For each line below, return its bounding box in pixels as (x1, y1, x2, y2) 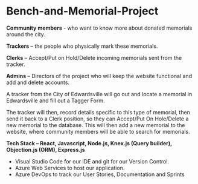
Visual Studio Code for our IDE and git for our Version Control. (14, 157, 170, 165)
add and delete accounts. (6, 79, 70, 86)
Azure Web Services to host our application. (14, 164, 125, 171)
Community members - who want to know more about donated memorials (6, 24, 193, 31)
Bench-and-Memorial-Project (6, 4, 159, 18)
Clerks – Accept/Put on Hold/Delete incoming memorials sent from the (6, 54, 182, 61)
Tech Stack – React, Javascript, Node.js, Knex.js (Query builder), (6, 139, 172, 146)
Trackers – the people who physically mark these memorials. (6, 42, 158, 50)
